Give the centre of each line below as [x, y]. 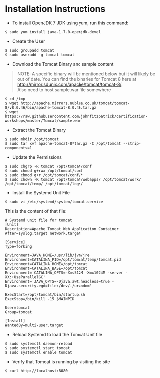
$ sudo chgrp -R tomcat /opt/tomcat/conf [49, 166]
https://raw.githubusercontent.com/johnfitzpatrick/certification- [77, 116]
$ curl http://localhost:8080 [37, 371]
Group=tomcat [19, 312]
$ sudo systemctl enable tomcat [39, 352]
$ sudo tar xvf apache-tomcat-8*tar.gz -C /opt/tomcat [63, 143]
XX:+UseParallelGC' [25, 277]
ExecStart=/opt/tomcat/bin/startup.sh [45, 294]
